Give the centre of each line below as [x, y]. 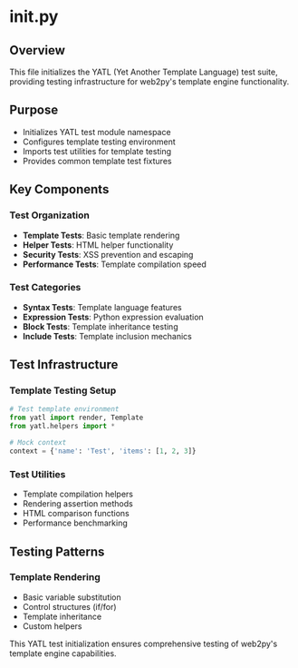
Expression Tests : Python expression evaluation [113, 317]
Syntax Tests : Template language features [102, 307]
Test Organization [50, 215]
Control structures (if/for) [69, 606]
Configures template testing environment [99, 142]
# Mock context [38, 443]
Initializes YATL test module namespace [96, 132]
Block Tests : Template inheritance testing [100, 326]
